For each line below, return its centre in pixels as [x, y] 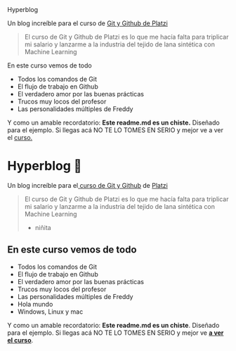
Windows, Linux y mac [50, 312]
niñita [43, 227]
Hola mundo [35, 304]
